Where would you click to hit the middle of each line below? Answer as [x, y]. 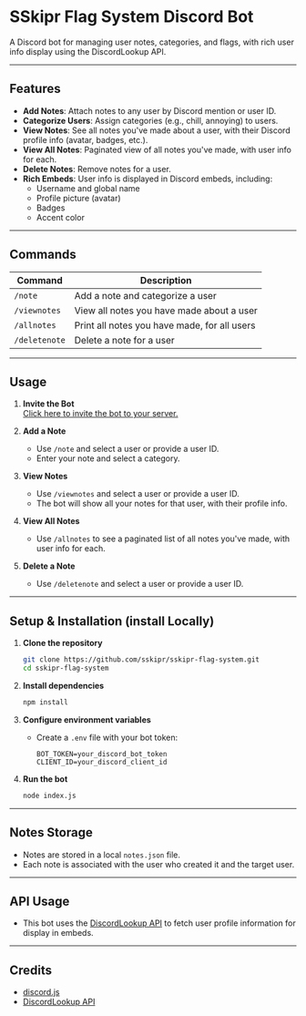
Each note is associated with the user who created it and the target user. [158, 864]
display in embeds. [58, 933]
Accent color [60, 217]
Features [35, 89]
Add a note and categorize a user [145, 295]
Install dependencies [63, 685]
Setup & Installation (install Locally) [112, 621]
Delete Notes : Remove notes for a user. [97, 169]
